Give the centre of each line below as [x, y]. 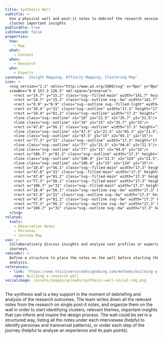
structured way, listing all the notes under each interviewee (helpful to [75, 320]
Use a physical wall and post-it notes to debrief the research [76, 18]
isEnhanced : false [24, 32]
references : [17, 267]
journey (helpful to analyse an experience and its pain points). [67, 330]
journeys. [19, 249]
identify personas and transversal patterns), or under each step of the [75, 325]
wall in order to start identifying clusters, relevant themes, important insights [81, 310]
